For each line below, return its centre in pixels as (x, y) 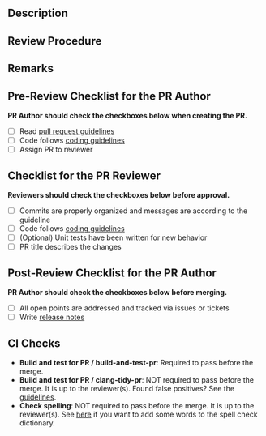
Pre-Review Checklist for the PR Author (109, 96)
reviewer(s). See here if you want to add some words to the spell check (138, 414)
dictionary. (37, 423)
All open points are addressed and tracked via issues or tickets (124, 308)
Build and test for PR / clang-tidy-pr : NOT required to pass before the (137, 379)
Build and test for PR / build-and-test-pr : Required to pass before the (136, 362)
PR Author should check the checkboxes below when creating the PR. (128, 115)
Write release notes (52, 317)
